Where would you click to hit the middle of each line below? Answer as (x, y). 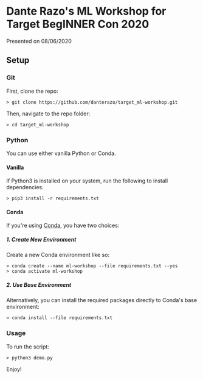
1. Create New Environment (41, 239)
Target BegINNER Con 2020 (78, 24)
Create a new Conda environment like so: (58, 255)
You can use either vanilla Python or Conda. (61, 153)
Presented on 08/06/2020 (39, 41)
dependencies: (25, 187)
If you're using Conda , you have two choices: (63, 226)
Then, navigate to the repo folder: (48, 114)
